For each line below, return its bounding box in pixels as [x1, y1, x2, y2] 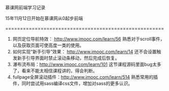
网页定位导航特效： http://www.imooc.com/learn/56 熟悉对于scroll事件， [12, 36, 165, 42]
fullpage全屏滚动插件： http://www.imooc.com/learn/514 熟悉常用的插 [12, 74, 158, 80]
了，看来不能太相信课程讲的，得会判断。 [12, 68, 97, 74]
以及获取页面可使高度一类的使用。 [12, 42, 84, 48]
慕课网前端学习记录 [5, 5, 46, 10]
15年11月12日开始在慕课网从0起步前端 [5, 15, 83, 21]
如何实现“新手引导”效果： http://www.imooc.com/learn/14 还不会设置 [12, 49, 157, 54]
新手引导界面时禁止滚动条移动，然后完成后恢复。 [17, 55, 120, 61]
